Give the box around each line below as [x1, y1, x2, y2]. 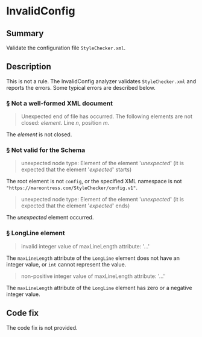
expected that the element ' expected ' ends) [21, 202, 130, 209]
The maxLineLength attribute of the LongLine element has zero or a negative [6, 284, 192, 291]
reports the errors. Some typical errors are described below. [6, 84, 156, 91]
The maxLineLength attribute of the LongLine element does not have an [6, 254, 180, 262]
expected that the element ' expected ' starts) [21, 166, 132, 173]
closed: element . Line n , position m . [21, 119, 110, 127]
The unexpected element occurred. [6, 214, 94, 221]
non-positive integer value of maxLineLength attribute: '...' [21, 272, 165, 280]
